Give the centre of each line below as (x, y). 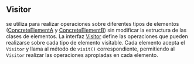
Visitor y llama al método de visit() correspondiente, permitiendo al (90, 49)
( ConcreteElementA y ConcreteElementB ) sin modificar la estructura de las (96, 30)
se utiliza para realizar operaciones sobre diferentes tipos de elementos (93, 23)
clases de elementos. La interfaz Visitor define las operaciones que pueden (97, 36)
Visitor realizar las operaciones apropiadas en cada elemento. (82, 55)
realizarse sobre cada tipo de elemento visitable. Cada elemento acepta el (96, 42)
